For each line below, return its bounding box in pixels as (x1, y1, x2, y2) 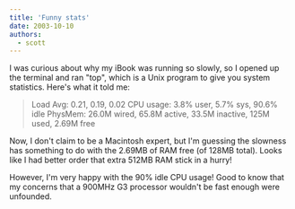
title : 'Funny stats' (9, 13, 91, 22)
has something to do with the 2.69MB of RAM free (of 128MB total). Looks (9, 145, 282, 156)
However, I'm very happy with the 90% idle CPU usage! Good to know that (9, 172, 285, 183)
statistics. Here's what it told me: (9, 82, 130, 92)
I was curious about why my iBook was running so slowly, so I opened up (9, 63, 280, 74)
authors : (9, 30, 42, 39)
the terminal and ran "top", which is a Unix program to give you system (9, 73, 271, 83)
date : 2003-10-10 (9, 22, 74, 30)
